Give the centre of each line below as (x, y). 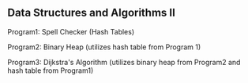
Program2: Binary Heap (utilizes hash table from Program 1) (104, 47)
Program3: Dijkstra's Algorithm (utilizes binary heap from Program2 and (124, 62)
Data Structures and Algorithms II (91, 13)
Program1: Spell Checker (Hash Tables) (71, 31)
